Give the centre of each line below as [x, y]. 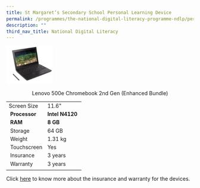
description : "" [26, 25]
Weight [19, 139]
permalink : [20, 19]
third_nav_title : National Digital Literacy [62, 32]
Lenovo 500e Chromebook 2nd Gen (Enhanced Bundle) [100, 93]
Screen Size [24, 106]
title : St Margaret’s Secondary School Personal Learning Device [89, 12]
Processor [23, 114]
